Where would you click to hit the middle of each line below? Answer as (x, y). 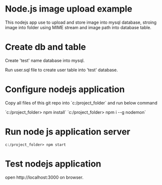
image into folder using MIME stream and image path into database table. (78, 27)
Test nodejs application (53, 164)
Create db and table (46, 47)
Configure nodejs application (65, 89)
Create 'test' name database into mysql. (45, 60)
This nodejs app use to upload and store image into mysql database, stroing (81, 22)
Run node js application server (68, 132)
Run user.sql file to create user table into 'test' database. (61, 70)
